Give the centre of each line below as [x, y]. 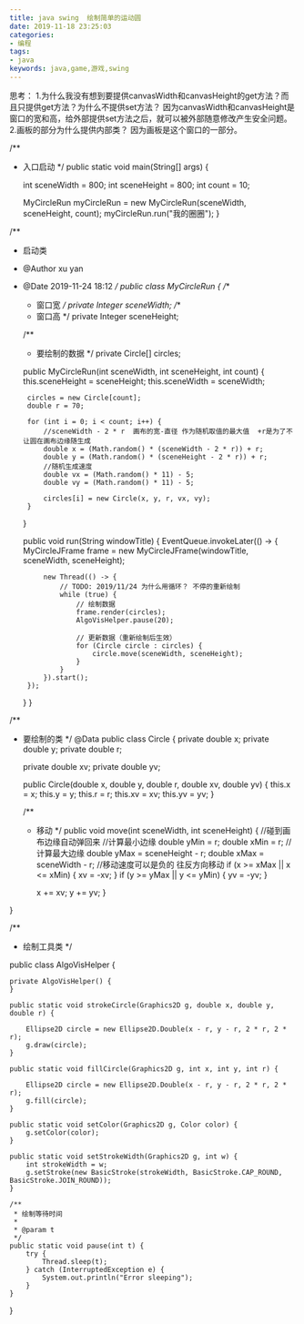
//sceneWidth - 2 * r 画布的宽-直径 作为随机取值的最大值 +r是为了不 [168, 431]
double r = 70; [56, 406]
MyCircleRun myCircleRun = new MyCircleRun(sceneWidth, [135, 202]
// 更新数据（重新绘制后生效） [126, 638]
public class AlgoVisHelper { [62, 965]
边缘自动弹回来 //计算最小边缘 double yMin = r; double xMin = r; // [168, 842]
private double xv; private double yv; [91, 766]
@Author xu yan [53, 268]
